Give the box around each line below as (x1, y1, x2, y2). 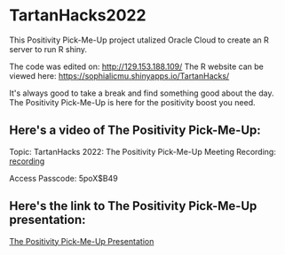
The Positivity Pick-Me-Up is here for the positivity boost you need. (9, 97, 256, 107)
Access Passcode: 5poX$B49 (9, 173, 118, 183)
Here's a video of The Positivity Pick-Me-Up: (9, 123, 262, 138)
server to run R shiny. (9, 43, 87, 54)
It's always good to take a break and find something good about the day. (9, 88, 274, 98)
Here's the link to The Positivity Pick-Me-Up (9, 198, 257, 213)
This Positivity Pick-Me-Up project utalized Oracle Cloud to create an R (9, 35, 269, 45)
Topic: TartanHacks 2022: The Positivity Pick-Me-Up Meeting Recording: (9, 146, 277, 157)
